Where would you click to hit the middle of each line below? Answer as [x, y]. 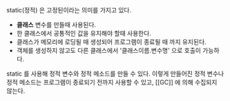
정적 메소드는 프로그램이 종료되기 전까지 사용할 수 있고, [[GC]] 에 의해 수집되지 [112, 82]
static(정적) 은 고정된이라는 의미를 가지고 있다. [69, 10]
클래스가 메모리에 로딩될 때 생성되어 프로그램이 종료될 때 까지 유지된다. [111, 42]
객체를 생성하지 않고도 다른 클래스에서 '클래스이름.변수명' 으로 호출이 [109, 50]
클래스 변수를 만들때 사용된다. [56, 25]
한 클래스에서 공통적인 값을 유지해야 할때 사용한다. [84, 33]
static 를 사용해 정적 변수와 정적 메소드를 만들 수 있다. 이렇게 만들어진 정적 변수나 [115, 74]
